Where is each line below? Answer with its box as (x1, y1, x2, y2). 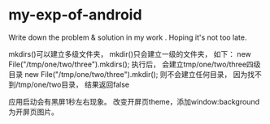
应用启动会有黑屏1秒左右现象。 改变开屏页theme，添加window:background (8, 96, 260, 106)
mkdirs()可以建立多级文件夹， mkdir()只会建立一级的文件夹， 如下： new (8, 49, 251, 58)
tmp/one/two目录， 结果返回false (18, 79, 130, 89)
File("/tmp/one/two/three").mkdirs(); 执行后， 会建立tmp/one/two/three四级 (8, 59, 261, 69)
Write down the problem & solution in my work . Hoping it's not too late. (8, 32, 247, 42)
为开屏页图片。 (8, 107, 59, 117)
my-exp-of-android (8, 6, 142, 24)
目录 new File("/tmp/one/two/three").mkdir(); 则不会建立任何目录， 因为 (8, 69, 248, 79)
